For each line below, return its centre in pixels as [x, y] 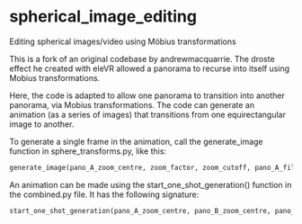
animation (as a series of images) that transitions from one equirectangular [147, 114]
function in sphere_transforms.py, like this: [88, 151]
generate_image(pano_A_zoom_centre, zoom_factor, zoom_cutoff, [130, 167]
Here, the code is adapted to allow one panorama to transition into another [147, 95]
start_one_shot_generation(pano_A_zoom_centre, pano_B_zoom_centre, [140, 211]
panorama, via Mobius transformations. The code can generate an [132, 104]
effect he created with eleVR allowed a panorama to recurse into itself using [150, 68]
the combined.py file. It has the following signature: [104, 194]
